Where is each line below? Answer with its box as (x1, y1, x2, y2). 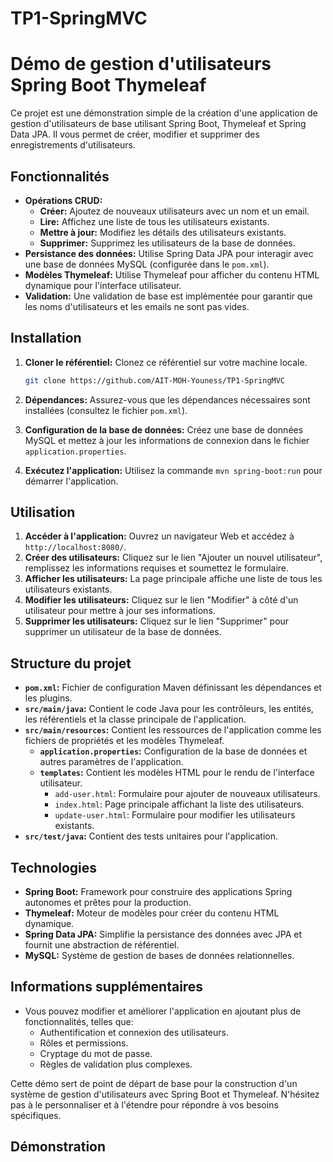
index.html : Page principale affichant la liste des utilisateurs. (54, 798, 305, 811)
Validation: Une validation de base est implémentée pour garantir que (24, 290, 313, 302)
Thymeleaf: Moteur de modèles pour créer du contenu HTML (24, 907, 280, 919)
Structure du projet (10, 655, 132, 672)
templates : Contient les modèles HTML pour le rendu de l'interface (39, 767, 315, 779)
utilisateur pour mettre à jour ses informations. (24, 605, 216, 617)
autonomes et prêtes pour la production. (24, 897, 192, 909)
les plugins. (24, 692, 73, 704)
